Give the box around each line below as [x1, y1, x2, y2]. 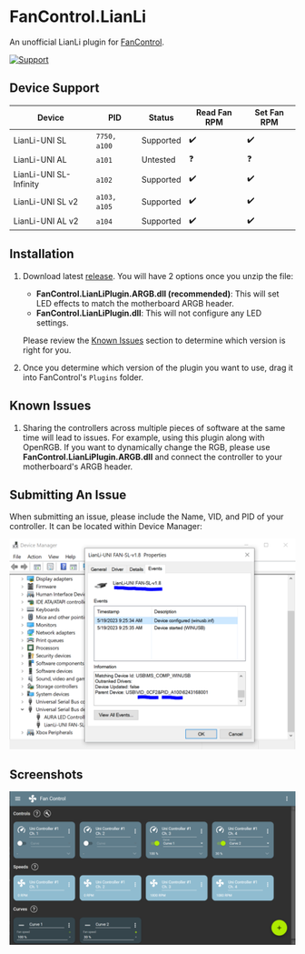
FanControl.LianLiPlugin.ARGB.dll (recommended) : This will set [35, 288, 280, 299]
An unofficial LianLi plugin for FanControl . [9, 36, 165, 47]
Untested [141, 155, 176, 166]
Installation [9, 246, 74, 262]
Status [148, 112, 174, 123]
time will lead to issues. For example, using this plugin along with [22, 432, 265, 443]
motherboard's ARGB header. [22, 461, 133, 472]
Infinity [13, 179, 39, 189]
